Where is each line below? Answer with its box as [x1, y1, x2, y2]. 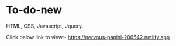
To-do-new [6, 3, 63, 17]
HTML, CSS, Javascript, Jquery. [6, 22, 84, 29]
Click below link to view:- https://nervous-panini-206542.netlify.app [6, 33, 170, 40]
